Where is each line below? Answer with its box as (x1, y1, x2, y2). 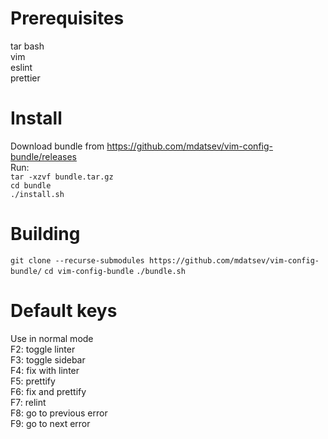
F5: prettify (10, 375, 56, 387)
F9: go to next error (10, 417, 91, 429)
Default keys (10, 300, 118, 322)
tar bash (10, 40, 45, 52)
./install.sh (10, 189, 65, 199)
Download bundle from (10, 140, 105, 152)
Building (10, 223, 81, 246)
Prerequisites (10, 7, 125, 30)
